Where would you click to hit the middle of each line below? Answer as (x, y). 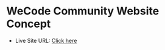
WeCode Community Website (83, 11)
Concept (29, 24)
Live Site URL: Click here (46, 40)
